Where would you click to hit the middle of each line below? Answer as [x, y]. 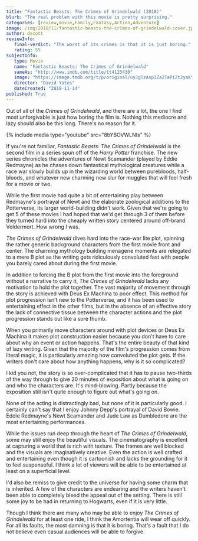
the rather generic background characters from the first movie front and [93, 244]
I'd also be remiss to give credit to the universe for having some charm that [97, 483]
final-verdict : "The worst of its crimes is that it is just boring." [103, 45]
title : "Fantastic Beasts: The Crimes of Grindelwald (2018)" [84, 12]
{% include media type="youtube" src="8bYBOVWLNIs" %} [79, 135]
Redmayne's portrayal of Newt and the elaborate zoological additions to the [98, 201]
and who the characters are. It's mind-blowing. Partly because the [86, 385]
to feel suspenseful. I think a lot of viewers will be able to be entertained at [96, 465]
